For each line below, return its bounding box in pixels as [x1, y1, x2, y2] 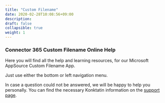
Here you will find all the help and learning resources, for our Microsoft [5, 58, 149, 64]
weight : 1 [5, 30, 26, 35]
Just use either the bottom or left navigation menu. [5, 72, 108, 78]
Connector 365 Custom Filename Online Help [5, 46, 116, 53]
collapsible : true [5, 26, 43, 31]
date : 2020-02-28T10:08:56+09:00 [5, 12, 74, 17]
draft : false [5, 21, 32, 26]
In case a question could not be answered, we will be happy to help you [5, 82, 151, 88]
